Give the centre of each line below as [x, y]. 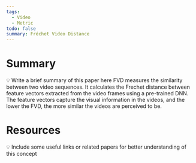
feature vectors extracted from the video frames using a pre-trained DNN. [97, 93]
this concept [22, 154]
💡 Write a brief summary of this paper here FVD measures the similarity [94, 80]
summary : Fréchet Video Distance [48, 34]
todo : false [21, 28]
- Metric [22, 23]
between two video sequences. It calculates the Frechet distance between [98, 87]
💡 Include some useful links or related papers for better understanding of [97, 147]
